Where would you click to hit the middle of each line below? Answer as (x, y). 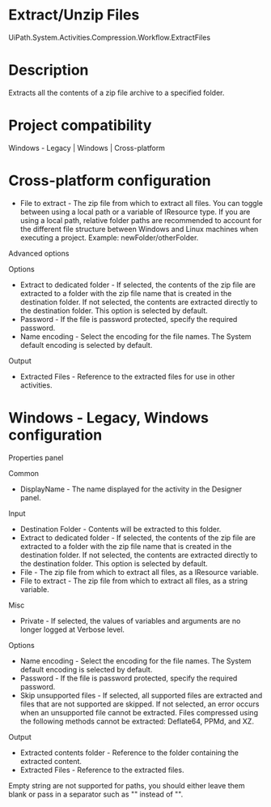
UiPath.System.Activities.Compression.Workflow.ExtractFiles (110, 37)
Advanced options (39, 253)
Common (23, 473)
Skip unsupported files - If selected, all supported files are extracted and (141, 695)
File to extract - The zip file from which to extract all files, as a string (134, 581)
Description (49, 70)
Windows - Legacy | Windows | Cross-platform (87, 148)
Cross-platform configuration (110, 181)
